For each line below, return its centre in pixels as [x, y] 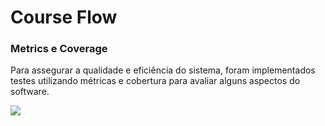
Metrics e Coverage [59, 49]
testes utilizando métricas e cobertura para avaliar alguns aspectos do [155, 81]
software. [30, 92]
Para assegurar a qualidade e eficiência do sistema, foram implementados [163, 70]
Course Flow [64, 17]
